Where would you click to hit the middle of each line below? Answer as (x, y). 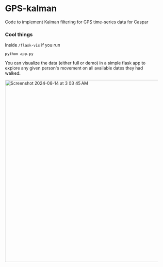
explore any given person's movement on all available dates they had (74, 68)
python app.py (19, 54)
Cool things (19, 34)
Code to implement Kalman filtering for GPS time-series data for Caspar (77, 22)
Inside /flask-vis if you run (33, 45)
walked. (13, 73)
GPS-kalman (31, 8)
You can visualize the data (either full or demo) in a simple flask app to (75, 63)
